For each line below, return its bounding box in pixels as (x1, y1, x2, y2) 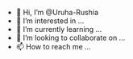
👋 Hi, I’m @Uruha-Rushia (15, 8, 99, 17)
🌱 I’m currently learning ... (15, 25, 102, 33)
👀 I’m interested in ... (15, 16, 85, 26)
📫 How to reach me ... (15, 42, 91, 51)
